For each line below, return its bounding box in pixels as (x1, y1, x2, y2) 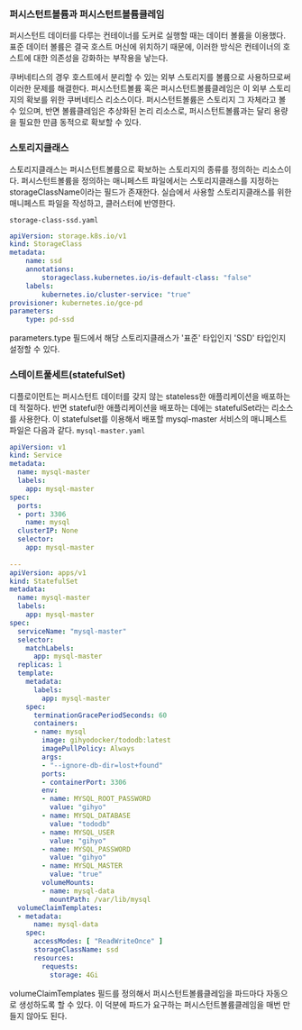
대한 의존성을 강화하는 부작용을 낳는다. (32, 52, 169, 64)
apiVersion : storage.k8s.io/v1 (9, 232, 127, 241)
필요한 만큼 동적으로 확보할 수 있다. (18, 117, 142, 128)
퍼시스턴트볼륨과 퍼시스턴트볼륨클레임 (9, 7, 165, 20)
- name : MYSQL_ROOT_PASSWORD (41, 795, 151, 804)
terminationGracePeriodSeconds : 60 (32, 710, 168, 720)
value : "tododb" (49, 819, 111, 828)
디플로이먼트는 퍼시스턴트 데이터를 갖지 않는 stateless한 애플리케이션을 (9, 390, 260, 402)
